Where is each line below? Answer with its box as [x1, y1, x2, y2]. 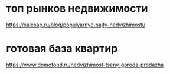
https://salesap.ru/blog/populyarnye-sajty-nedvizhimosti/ [6, 21, 146, 28]
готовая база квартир [6, 42, 118, 55]
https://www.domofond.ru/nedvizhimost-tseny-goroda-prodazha [6, 61, 164, 68]
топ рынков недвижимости [6, 2, 148, 15]
